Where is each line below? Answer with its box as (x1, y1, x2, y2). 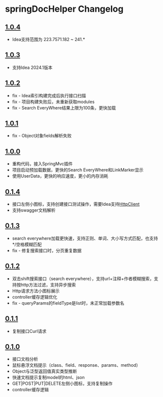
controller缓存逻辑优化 (12, 294, 58, 300)
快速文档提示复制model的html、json (12, 375, 85, 380)
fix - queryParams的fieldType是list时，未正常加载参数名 (12, 300, 124, 306)
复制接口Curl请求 (12, 328, 47, 334)
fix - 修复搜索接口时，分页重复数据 (12, 247, 82, 253)
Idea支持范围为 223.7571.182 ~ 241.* (12, 37, 85, 42)
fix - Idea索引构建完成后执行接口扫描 (12, 92, 86, 98)
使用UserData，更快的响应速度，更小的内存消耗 (12, 173, 108, 179)
